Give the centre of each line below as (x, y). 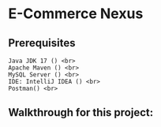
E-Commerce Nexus (76, 14)
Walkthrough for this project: (81, 112)
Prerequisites (42, 43)
